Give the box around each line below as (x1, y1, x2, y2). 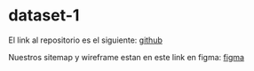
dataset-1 (8, 5, 80, 26)
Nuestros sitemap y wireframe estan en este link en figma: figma (8, 51, 245, 62)
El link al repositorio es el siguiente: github (8, 35, 163, 45)
